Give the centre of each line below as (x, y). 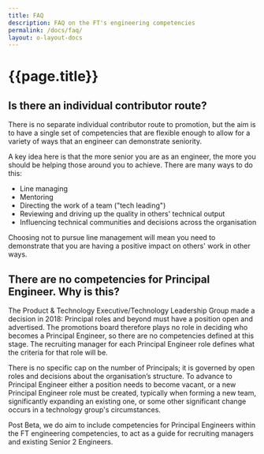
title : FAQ (26, 15)
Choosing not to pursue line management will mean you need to (112, 238)
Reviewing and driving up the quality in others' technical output (122, 214)
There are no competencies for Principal (109, 279)
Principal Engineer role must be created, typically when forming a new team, (132, 393)
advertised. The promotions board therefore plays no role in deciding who (128, 328)
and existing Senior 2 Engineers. (61, 442)
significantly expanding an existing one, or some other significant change (127, 401)
